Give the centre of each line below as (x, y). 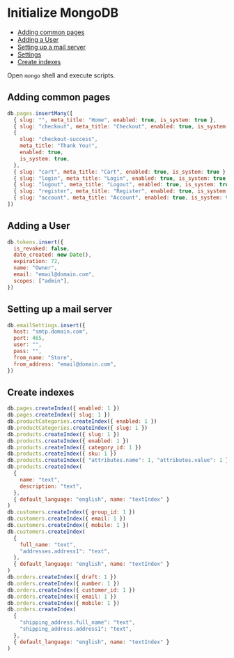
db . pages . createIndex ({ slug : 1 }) (59, 415)
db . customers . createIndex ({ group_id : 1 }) (71, 512)
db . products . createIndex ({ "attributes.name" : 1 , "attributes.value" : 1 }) (119, 461)
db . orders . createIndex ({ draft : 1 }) (62, 577)
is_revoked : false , (42, 248)
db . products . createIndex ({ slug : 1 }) (63, 434)
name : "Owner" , (36, 268)
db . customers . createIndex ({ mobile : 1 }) (68, 525)
